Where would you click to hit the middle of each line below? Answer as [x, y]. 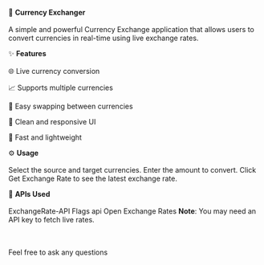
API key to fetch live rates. [51, 220]
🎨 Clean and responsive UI [52, 122]
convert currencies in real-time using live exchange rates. [104, 38]
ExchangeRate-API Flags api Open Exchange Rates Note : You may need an [132, 211]
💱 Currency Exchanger [47, 12]
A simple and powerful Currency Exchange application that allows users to [131, 29]
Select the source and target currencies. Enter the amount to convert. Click [132, 170]
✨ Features [27, 53]
